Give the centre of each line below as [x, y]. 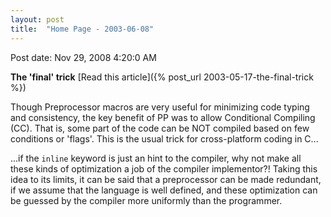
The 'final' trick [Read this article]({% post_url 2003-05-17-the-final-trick [162, 77]
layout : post [37, 19]
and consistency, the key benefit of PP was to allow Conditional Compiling [163, 117]
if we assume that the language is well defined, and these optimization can [164, 190]
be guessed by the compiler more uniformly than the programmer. [146, 200]
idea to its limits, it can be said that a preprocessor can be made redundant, [166, 179]
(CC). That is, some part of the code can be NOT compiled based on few [160, 128]
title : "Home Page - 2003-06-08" [82, 29]
